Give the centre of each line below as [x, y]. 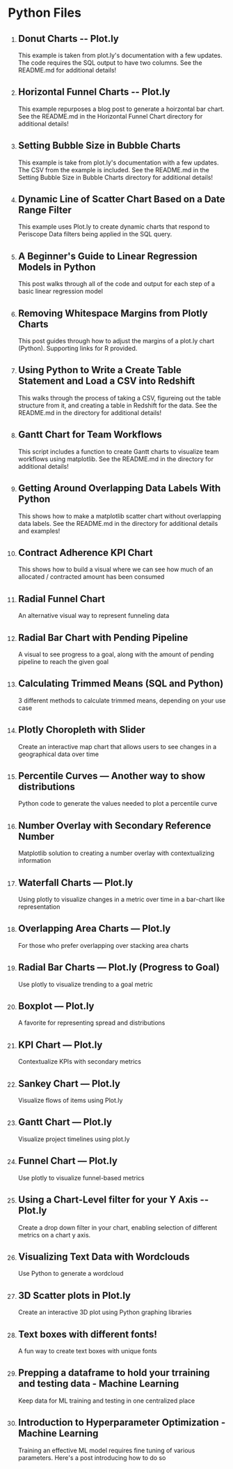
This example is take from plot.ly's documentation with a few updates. [118, 163]
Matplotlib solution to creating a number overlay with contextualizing [116, 853]
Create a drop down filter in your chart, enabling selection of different [118, 1227]
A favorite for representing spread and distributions [91, 1023]
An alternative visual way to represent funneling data [94, 616]
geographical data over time [58, 754]
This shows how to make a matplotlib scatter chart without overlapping [120, 516]
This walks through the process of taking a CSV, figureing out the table [119, 398]
